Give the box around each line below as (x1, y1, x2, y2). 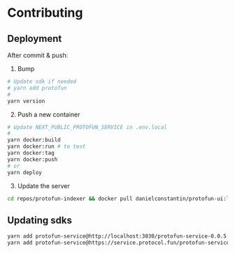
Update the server (17, 181, 70, 190)
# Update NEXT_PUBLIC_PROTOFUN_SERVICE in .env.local (7, 123, 168, 130)
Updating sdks (7, 214, 72, 226)
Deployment (7, 33, 62, 45)
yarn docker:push (7, 155, 58, 163)
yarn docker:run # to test (7, 143, 86, 151)
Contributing (7, 5, 83, 21)
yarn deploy (7, 169, 42, 176)
